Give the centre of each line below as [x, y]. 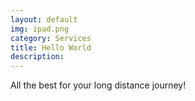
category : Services [51, 38]
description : [37, 57]
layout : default [44, 19]
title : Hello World [51, 47]
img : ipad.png [40, 29]
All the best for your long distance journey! [98, 85]
